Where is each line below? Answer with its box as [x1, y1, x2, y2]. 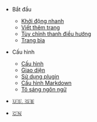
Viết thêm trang [21, 24, 61, 31]
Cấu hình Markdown [21, 79, 72, 86]
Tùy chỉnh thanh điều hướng [21, 30, 92, 37]
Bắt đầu [12, 6, 32, 13]
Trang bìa [21, 37, 45, 43]
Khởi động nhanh [21, 18, 64, 24]
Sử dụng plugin [21, 73, 59, 80]
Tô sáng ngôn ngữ [21, 86, 67, 93]
